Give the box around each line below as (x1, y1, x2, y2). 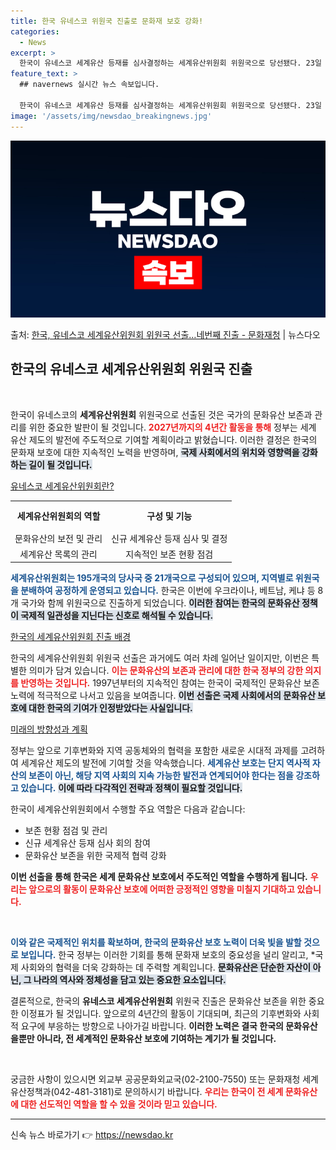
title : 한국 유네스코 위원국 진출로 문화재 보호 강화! (10, 16, 204, 26)
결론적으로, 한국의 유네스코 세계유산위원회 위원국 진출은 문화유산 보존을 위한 (10, 995, 307, 1007)
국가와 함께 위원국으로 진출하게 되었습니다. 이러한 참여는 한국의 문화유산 (20, 597, 300, 609)
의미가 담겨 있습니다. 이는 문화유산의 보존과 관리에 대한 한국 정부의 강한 (28, 665, 304, 677)
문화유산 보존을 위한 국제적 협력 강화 (24, 850, 167, 862)
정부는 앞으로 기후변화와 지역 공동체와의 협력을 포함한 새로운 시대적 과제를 (10, 745, 299, 757)
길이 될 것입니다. (28, 458, 93, 470)
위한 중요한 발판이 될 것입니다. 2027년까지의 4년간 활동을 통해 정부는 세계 (28, 421, 317, 433)
